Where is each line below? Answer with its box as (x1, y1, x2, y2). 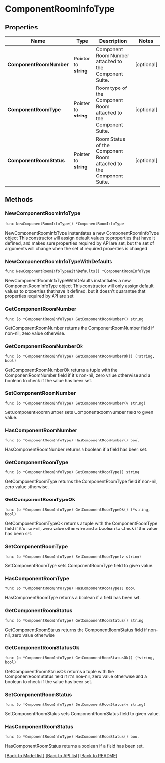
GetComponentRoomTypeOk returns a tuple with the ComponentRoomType (5, 520, 158, 526)
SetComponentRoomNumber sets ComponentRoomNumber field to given (5, 409, 154, 415)
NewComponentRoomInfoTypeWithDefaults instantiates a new (5, 277, 131, 283)
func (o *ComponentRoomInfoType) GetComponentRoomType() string (5, 470, 139, 475)
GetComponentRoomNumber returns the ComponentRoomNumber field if (5, 325, 154, 331)
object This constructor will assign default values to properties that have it (5, 235, 155, 241)
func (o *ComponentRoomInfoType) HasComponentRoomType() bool (5, 586, 135, 591)
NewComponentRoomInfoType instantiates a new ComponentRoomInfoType (5, 230, 159, 235)
